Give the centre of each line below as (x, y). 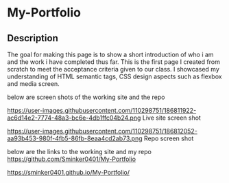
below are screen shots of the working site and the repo (86, 97)
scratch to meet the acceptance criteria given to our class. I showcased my (113, 69)
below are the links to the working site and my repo (80, 152)
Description (33, 38)
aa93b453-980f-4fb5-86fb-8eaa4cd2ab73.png (75, 138)
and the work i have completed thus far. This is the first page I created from (114, 62)
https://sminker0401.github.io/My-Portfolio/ (69, 172)
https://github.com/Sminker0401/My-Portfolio (71, 159)
